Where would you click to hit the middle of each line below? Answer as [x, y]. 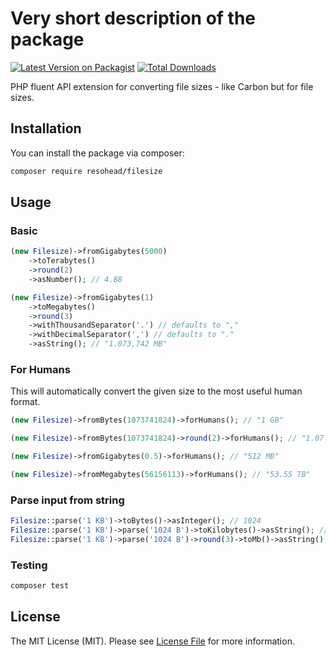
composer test [40, 586]
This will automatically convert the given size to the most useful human [156, 391]
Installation [46, 128]
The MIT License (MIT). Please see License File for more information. [152, 641]
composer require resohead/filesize [86, 171]
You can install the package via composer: [97, 153]
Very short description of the [133, 18]
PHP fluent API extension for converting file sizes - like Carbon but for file [162, 86]
